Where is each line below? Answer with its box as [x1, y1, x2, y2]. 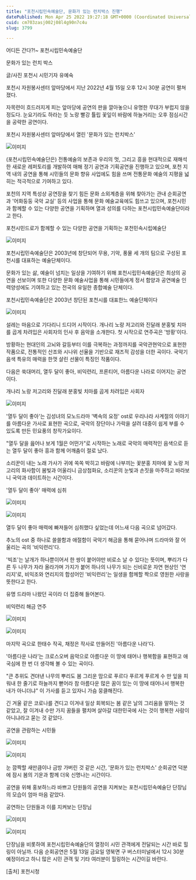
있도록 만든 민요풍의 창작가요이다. [6, 427, 83, 434]
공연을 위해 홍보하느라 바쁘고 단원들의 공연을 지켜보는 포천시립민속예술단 [6, 784, 171, 791]
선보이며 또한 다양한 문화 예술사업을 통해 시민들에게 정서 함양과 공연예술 [16, 276, 181, 284]
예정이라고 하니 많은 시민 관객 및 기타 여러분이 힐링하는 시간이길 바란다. [6, 855, 168, 862]
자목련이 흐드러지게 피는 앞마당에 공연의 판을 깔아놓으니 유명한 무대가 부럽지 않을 [6, 104, 190, 111]
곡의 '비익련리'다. [21, 544, 61, 551]
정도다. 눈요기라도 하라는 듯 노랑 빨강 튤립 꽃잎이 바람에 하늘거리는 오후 [6, 111, 168, 118]
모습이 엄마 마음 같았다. [12, 791, 65, 798]
